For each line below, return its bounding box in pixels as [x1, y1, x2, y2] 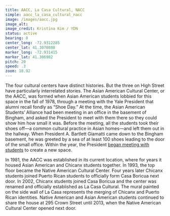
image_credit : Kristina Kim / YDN [5, 26, 78, 31]
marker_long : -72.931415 [5, 50, 58, 55]
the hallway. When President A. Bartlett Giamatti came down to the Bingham [5, 131, 163, 137]
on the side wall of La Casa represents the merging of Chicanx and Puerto [5, 189, 159, 195]
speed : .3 [5, 64, 26, 69]
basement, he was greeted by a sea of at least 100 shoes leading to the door [5, 136, 165, 142]
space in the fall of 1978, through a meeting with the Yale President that [5, 99, 154, 104]
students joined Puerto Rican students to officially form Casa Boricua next [5, 173, 159, 179]
